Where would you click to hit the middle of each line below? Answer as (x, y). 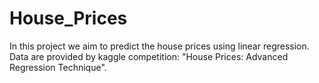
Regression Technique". (58, 67)
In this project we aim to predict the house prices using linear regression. (159, 46)
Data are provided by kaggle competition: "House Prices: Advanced (149, 56)
